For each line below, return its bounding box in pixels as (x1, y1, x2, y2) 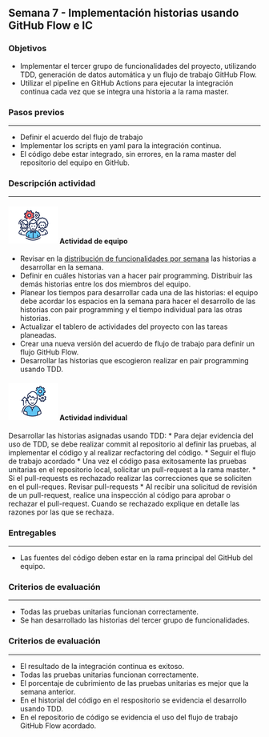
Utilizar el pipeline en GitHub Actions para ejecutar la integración (19, 78, 234, 87)
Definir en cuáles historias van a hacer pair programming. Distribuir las (19, 271, 253, 281)
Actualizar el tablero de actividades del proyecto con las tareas (19, 322, 228, 331)
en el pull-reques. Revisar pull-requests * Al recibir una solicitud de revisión (8, 482, 258, 491)
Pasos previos (8, 106, 65, 118)
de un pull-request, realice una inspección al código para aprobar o (8, 490, 231, 499)
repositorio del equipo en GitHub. (19, 158, 130, 167)
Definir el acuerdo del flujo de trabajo (19, 132, 143, 142)
